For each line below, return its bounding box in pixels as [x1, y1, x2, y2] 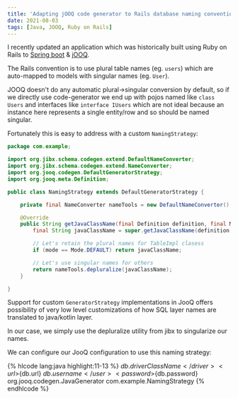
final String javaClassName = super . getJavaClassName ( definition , [33, 227, 233, 235]
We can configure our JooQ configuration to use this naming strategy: [7, 348, 212, 356]
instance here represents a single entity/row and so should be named [7, 108, 210, 117]
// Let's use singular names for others [33, 259, 154, 266]
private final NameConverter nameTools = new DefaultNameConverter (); [20, 201, 233, 208]
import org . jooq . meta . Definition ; [7, 175, 110, 183]
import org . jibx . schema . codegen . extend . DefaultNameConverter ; [7, 156, 195, 163]
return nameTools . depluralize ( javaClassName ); [33, 266, 173, 273]
